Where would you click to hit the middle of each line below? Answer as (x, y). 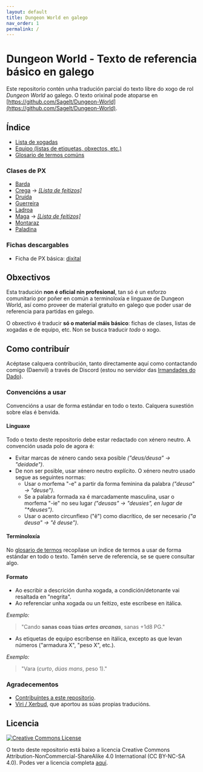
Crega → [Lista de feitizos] (48, 191)
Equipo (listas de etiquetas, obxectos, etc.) (68, 149)
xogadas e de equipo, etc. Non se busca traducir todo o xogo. (84, 330)
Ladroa (24, 210)
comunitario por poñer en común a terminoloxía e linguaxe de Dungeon (95, 298)
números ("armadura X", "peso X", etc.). (65, 645)
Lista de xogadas (36, 142)
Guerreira (27, 203)
